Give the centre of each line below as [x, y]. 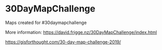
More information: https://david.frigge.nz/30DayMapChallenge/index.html [81, 32]
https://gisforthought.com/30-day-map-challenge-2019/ [63, 42]
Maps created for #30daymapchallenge [46, 22]
